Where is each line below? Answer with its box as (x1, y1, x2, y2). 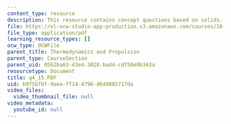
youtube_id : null (13, 106, 63, 113)
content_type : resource (7, 10, 76, 17)
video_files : (7, 87, 45, 94)
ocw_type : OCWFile (7, 42, 60, 49)
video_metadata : (7, 100, 54, 107)
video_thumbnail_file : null (13, 94, 94, 101)
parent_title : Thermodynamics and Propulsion (7, 49, 140, 56)
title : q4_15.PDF (7, 74, 57, 81)
